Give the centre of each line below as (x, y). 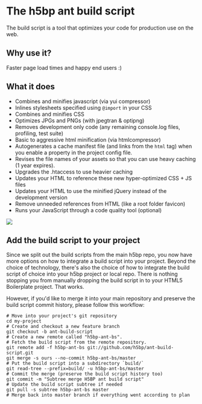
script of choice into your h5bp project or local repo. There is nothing (92, 274)
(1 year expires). (35, 165)
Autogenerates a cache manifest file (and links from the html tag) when (103, 146)
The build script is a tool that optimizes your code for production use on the (100, 28)
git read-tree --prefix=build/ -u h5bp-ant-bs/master (75, 369)
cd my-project (24, 321)
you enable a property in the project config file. (74, 153)
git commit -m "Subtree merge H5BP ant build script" (75, 379)
